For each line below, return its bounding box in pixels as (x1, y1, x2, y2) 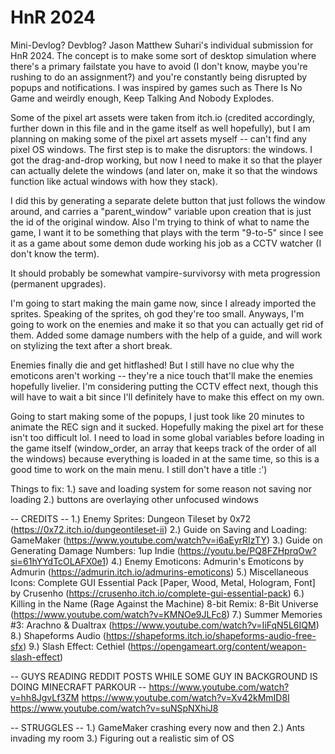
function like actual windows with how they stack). (10, 175, 218, 187)
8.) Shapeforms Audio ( (10, 629, 107, 641)
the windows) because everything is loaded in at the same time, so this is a (10, 452, 320, 465)
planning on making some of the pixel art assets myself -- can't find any (10, 132, 307, 145)
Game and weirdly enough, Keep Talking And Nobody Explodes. (10, 92, 275, 104)
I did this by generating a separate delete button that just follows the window (10, 194, 326, 206)
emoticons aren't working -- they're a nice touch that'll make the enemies (10, 369, 314, 381)
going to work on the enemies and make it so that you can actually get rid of (10, 318, 324, 330)
